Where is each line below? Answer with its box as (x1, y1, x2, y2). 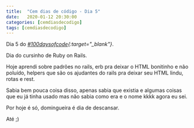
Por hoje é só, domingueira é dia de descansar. (6, 104, 120, 111)
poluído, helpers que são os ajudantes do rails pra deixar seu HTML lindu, (6, 69, 183, 76)
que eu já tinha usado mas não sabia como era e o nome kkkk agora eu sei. (6, 93, 188, 100)
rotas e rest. (6, 76, 35, 83)
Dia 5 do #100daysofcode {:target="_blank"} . (6, 41, 114, 48)
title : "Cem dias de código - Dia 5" (6, 8, 101, 15)
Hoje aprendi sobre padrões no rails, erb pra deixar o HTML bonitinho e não (6, 63, 189, 70)
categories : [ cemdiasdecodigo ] (6, 19, 82, 25)
